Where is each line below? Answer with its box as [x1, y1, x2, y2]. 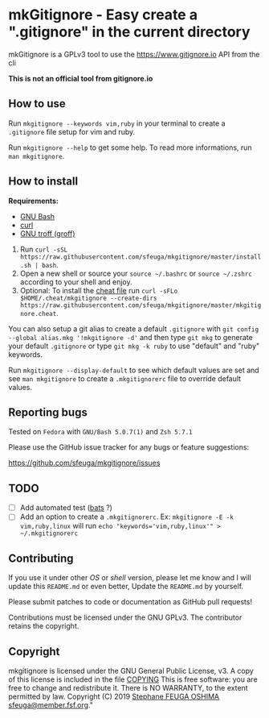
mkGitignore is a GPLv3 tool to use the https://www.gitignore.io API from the [8, 49, 260, 59]
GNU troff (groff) [19, 228, 75, 239]
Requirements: [8, 196, 59, 205]
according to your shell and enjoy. [19, 276, 132, 287]
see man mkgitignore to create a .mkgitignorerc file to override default [8, 373, 242, 384]
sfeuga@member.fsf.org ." [8, 699, 94, 710]
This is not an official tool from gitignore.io [8, 73, 153, 83]
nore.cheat [19, 309, 57, 317]
